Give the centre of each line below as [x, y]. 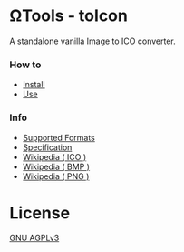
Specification [47, 147]
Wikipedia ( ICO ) [54, 156]
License [40, 212]
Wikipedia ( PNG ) [56, 176]
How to [25, 65]
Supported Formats [58, 137]
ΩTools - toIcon [69, 16]
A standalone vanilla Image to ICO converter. [92, 41]
